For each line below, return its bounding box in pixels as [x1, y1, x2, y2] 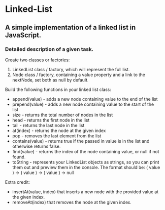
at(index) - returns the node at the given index [12, 127, 106, 133]
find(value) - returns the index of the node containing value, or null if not [12, 148, 159, 154]
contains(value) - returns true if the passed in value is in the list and [12, 138, 150, 144]
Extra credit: [5, 179, 30, 185]
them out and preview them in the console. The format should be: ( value [12, 164, 160, 170]
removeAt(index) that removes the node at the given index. [12, 199, 132, 205]
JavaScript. [5, 31, 42, 39]
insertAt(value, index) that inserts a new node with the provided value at [12, 189, 159, 195]
